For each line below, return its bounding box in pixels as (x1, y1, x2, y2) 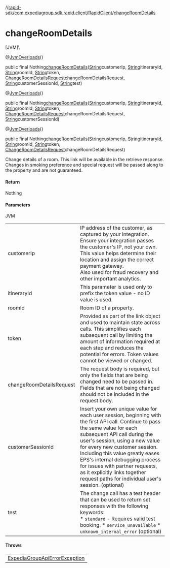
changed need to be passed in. (80, 378, 154, 385)
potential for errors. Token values (80, 351, 159, 358)
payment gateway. (80, 263, 124, 270)
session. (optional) (80, 482, 124, 489)
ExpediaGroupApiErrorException (8, 554, 85, 561)
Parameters (5, 202, 30, 208)
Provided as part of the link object (80, 312, 160, 320)
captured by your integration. (80, 231, 149, 238)
